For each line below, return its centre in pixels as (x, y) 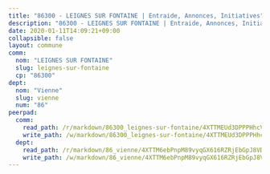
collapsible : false (41, 38)
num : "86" (32, 105)
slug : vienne (37, 98)
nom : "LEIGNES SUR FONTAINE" (64, 61)
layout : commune (35, 46)
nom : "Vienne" (39, 90)
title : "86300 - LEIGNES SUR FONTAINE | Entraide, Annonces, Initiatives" (136, 16)
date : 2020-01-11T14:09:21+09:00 (64, 30)
